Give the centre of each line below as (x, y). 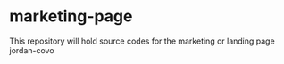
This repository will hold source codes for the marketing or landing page (142, 41)
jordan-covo (32, 50)
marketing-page (71, 16)
